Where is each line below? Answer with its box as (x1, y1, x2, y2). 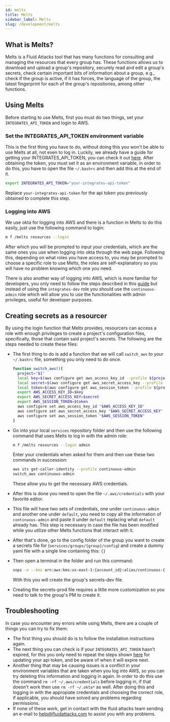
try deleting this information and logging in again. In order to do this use (12, 673, 163, 679)
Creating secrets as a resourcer (5, 312, 108, 320)
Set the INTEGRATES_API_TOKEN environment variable (5, 132, 144, 140)
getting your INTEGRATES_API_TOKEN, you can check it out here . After (5, 155, 154, 161)
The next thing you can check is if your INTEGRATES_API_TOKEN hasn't (12, 646, 155, 652)
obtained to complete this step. (5, 195, 71, 201)
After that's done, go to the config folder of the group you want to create (12, 537, 165, 543)
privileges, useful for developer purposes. (5, 297, 93, 303)
